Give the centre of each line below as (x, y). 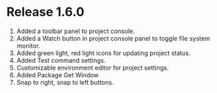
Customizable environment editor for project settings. (93, 68)
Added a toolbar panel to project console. (76, 31)
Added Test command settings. (61, 60)
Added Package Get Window (58, 75)
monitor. (28, 45)
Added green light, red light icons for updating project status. (103, 53)
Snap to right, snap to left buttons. (65, 82)
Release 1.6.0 (45, 12)
